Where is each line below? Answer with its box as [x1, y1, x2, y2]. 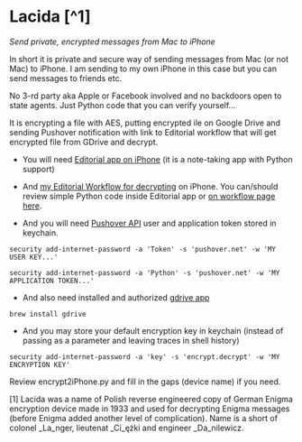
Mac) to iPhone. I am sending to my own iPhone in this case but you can [9, 63, 278, 74]
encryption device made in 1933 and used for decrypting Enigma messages [9, 403, 290, 414]
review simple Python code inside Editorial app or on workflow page [22, 190, 276, 201]
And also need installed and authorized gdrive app [22, 291, 210, 303]
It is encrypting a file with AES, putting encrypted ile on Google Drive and [9, 117, 281, 128]
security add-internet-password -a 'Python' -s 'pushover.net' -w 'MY [9, 268, 280, 277]
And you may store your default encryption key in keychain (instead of [22, 325, 284, 336]
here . [22, 200, 42, 211]
